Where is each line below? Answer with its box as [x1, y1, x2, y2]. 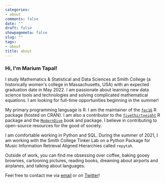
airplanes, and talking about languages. [5, 163, 85, 169]
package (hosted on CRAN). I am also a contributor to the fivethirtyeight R [5, 112, 161, 118]
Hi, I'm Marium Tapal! [5, 65, 58, 72]
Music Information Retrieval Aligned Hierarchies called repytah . [5, 142, 134, 148]
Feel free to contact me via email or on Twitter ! [5, 172, 100, 178]
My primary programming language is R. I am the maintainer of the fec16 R [5, 107, 157, 113]
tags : [5, 40, 16, 45]
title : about [5, 48, 32, 53]
